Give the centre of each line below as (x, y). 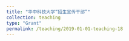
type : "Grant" (24, 23)
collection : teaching (34, 17)
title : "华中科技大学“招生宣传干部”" (48, 12)
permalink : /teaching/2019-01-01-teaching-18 (64, 29)
